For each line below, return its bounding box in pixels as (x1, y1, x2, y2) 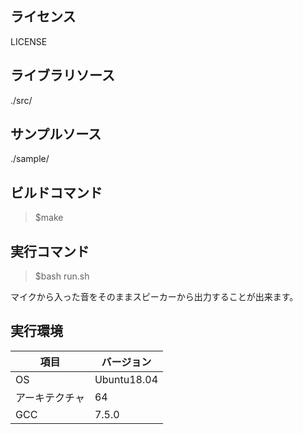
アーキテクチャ (15, 390, 85, 404)
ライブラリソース (10, 67, 115, 84)
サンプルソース (10, 126, 102, 143)
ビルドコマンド (10, 184, 103, 201)
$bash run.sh (34, 270, 90, 282)
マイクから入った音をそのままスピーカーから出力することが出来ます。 (10, 291, 299, 303)
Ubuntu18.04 (94, 372, 158, 386)
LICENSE (10, 35, 48, 47)
